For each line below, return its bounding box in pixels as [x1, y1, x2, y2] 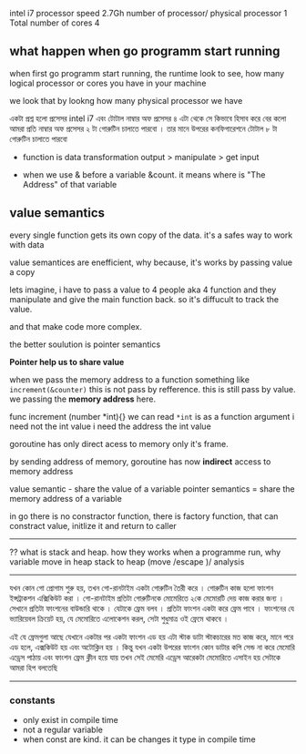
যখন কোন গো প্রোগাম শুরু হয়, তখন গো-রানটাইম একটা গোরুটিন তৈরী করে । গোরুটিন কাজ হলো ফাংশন [9, 582, 274, 593]
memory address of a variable [9, 493, 123, 504]
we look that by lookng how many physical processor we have [9, 95, 243, 106]
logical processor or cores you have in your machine [9, 77, 207, 88]
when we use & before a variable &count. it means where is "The [22, 168, 266, 180]
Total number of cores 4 [9, 17, 100, 28]
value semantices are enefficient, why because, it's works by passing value [9, 257, 293, 268]
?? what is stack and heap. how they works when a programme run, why [9, 546, 281, 557]
